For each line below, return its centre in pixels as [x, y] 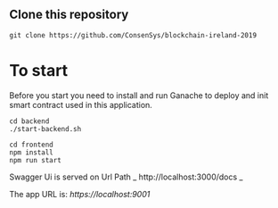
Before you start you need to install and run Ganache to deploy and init [139, 95]
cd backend [29, 121]
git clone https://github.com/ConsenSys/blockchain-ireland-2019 [133, 35]
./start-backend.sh [45, 129]
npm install [31, 152]
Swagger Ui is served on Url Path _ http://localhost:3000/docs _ [126, 177]
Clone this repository [69, 15]
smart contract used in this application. [81, 104]
